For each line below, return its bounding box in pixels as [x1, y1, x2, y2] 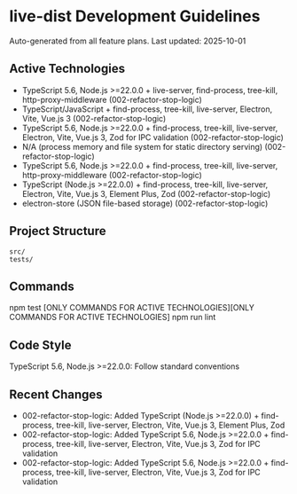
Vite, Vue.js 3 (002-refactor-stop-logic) [21, 113, 167, 123]
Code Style [9, 337, 72, 352]
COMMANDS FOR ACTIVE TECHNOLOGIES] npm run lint [9, 312, 216, 323]
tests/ [9, 255, 34, 263]
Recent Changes [9, 387, 104, 402]
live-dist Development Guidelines [9, 6, 261, 27]
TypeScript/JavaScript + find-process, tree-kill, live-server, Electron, [21, 104, 273, 114]
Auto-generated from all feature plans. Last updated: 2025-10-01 [9, 35, 246, 46]
